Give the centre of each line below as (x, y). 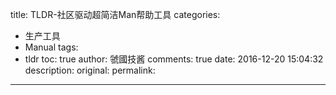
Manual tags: (51, 47)
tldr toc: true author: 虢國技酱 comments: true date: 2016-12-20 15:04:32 (174, 59)
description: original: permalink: (90, 70)
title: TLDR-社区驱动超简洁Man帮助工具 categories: (115, 14)
